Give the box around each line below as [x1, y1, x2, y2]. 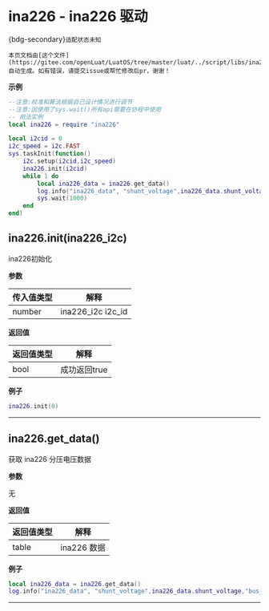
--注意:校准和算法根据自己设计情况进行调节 [8, 98, 133, 106]
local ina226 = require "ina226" [8, 120, 120, 128]
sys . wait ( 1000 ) [37, 194, 88, 203]
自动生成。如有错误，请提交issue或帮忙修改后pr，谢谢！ [8, 67, 171, 75]
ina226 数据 [60, 542, 106, 553]
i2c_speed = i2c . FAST [8, 142, 81, 151]
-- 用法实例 [8, 113, 44, 121]
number [12, 305, 42, 317]
